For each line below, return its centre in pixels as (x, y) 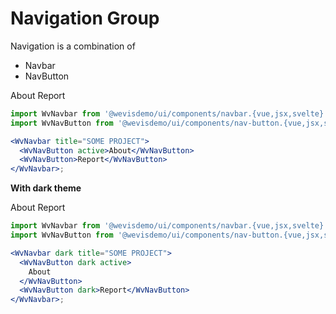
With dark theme (46, 188)
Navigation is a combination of (73, 46)
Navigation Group (85, 18)
